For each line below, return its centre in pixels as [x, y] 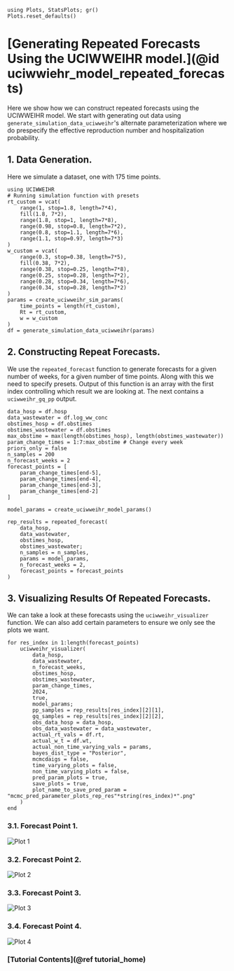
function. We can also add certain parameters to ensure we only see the [111, 623]
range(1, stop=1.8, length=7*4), [69, 208]
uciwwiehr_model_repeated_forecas [116, 74]
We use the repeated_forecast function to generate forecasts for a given [112, 369]
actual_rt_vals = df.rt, [69, 735]
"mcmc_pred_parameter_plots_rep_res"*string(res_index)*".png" [102, 796]
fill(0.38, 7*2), [45, 263]
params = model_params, [55, 558]
